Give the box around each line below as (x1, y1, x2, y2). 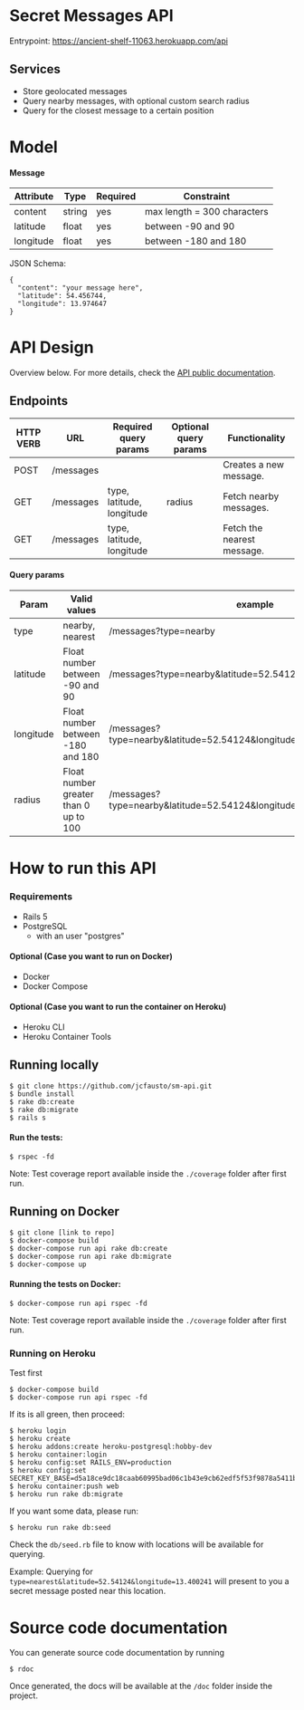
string (62, 206, 88, 218)
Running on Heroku (9, 1347, 97, 1359)
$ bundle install (9, 1089, 75, 1099)
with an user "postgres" (35, 930, 125, 941)
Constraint (183, 190, 231, 203)
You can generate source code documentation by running (9, 1648, 224, 1658)
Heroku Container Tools (22, 1031, 111, 1042)
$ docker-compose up (9, 1260, 88, 1269)
